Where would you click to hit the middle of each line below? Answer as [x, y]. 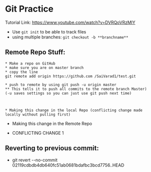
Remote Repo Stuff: [35, 52]
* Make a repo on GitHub [30, 63]
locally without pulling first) [38, 114]
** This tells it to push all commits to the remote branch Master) [76, 89]
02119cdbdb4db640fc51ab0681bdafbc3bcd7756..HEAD [68, 165]
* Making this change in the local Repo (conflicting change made [74, 110]
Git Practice [29, 9]
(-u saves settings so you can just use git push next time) [68, 93]
